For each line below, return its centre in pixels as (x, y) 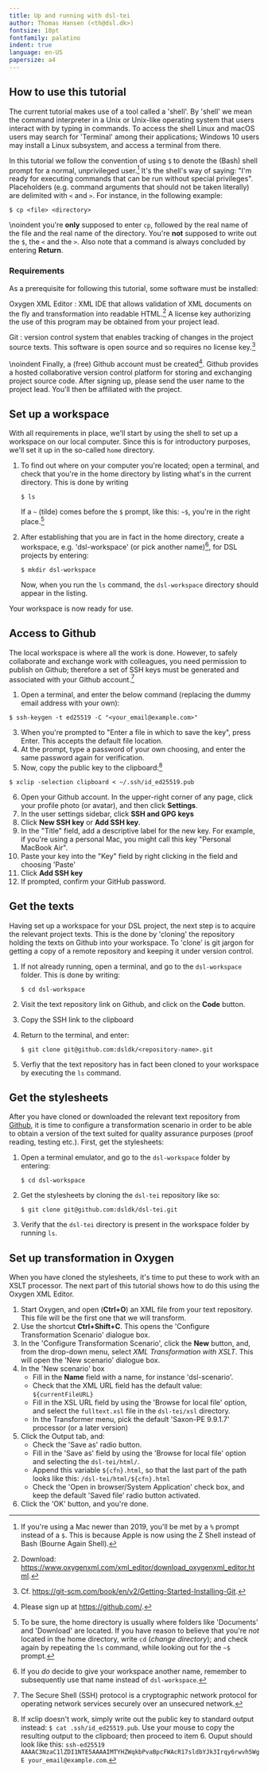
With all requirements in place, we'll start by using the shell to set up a (124, 433)
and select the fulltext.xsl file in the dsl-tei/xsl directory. (131, 1411)
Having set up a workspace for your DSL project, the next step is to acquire (132, 925)
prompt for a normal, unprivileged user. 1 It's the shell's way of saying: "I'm (130, 169)
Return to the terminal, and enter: (75, 1035)
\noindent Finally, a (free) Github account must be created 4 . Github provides (134, 363)
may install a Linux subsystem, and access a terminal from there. (115, 145)
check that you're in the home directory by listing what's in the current (136, 474)
